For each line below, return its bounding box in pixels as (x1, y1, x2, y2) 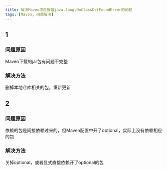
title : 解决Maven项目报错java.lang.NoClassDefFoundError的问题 (5, 7, 133, 12)
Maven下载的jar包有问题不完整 (5, 58, 68, 65)
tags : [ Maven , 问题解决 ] (5, 12, 54, 17)
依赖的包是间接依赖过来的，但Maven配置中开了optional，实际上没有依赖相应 (5, 128, 163, 134)
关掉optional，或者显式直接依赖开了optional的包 (5, 160, 104, 166)
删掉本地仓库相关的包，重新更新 (5, 84, 71, 90)
